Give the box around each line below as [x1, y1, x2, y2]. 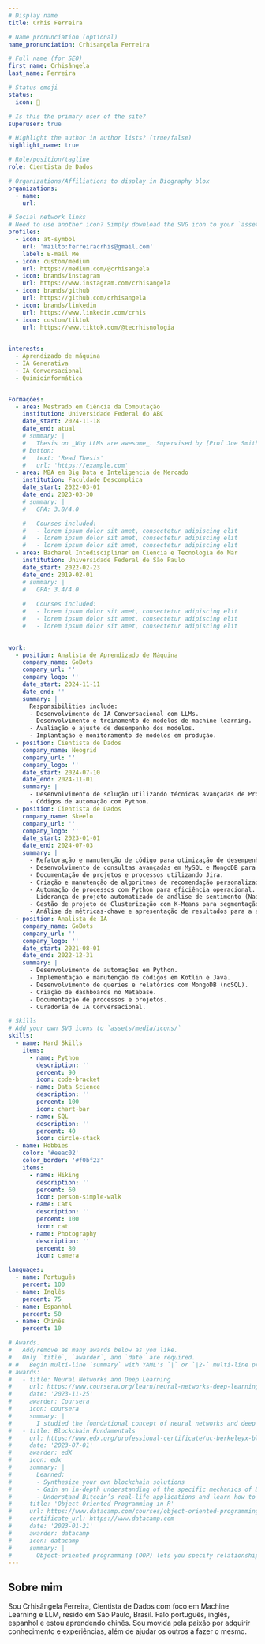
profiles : [8, 228, 41, 237]
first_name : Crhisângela [8, 62, 90, 70]
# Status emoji [8, 84, 58, 91]
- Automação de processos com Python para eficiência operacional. [28, 885, 256, 893]
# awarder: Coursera [8, 1397, 90, 1406]
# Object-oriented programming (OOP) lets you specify [8, 1551, 214, 1560]
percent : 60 [36, 1186, 77, 1194]
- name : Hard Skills [15, 1039, 83, 1047]
